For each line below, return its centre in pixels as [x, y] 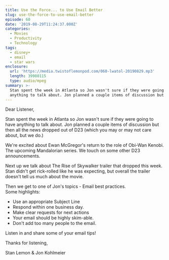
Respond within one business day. [48, 207]
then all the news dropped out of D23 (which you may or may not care [78, 130]
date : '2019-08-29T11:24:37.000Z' [42, 24]
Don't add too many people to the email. [54, 223]
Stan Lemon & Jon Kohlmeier [35, 253]
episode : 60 [18, 19]
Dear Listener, [20, 109]
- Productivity [26, 39]
